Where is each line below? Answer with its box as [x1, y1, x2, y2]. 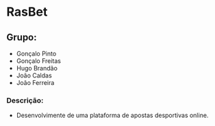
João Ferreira [16, 79, 55, 86]
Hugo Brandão [16, 64, 58, 72]
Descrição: [6, 95, 44, 105]
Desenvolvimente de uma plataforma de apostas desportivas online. [16, 111, 209, 120]
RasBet [6, 4, 48, 20]
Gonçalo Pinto [16, 49, 57, 58]
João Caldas [16, 71, 52, 79]
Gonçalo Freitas [16, 57, 61, 65]
